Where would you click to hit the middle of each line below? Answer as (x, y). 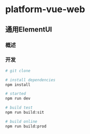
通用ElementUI (29, 29)
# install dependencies (31, 80)
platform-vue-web (45, 9)
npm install (18, 85)
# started (16, 94)
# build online (21, 121)
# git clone (18, 71)
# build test (19, 108)
